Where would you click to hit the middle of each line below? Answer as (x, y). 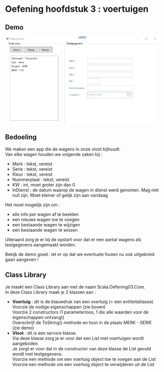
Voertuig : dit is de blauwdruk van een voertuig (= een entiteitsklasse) (83, 302)
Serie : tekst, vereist (32, 169)
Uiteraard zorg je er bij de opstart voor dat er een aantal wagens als (73, 239)
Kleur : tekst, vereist (32, 174)
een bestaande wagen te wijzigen (46, 224)
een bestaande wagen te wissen (45, 230)
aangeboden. (25, 343)
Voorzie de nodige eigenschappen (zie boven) (59, 307)
